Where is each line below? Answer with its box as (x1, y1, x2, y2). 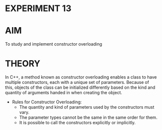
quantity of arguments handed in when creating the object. (5, 90, 122, 96)
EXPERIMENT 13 (5, 3, 72, 14)
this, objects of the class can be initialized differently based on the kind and (5, 84, 156, 90)
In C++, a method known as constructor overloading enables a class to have (5, 74, 157, 80)
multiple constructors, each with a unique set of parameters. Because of (5, 80, 149, 85)
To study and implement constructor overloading (5, 41, 103, 47)
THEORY (5, 58, 41, 69)
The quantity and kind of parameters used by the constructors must (19, 104, 155, 110)
